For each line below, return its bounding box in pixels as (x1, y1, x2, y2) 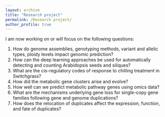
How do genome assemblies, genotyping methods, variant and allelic (12, 46, 158, 52)
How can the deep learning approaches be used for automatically (12, 57, 151, 63)
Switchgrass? (12, 73, 42, 80)
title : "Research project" (5, 12, 63, 17)
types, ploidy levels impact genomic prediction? (12, 51, 113, 57)
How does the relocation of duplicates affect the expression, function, (12, 101, 160, 107)
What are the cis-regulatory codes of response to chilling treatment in (12, 68, 160, 74)
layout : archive (5, 7, 40, 13)
